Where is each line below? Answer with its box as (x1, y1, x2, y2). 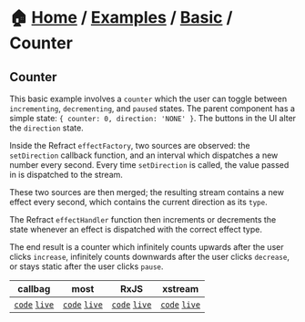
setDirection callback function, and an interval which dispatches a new (9, 150, 279, 161)
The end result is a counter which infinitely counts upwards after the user (9, 242, 284, 252)
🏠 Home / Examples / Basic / (9, 7, 233, 28)
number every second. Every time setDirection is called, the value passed (9, 160, 290, 170)
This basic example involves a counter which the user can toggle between (9, 93, 288, 104)
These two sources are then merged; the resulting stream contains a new (9, 187, 285, 197)
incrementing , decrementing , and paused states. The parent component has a (9, 103, 296, 114)
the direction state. (9, 122, 84, 133)
